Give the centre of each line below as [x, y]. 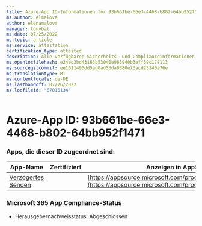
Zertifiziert [66, 168]
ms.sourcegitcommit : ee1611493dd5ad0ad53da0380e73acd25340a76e [87, 68]
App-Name [27, 168]
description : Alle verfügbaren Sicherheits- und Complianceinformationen [101, 57]
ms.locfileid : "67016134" [38, 90]
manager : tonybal [28, 29]
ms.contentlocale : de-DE [37, 79]
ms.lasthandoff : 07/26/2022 [41, 85]
